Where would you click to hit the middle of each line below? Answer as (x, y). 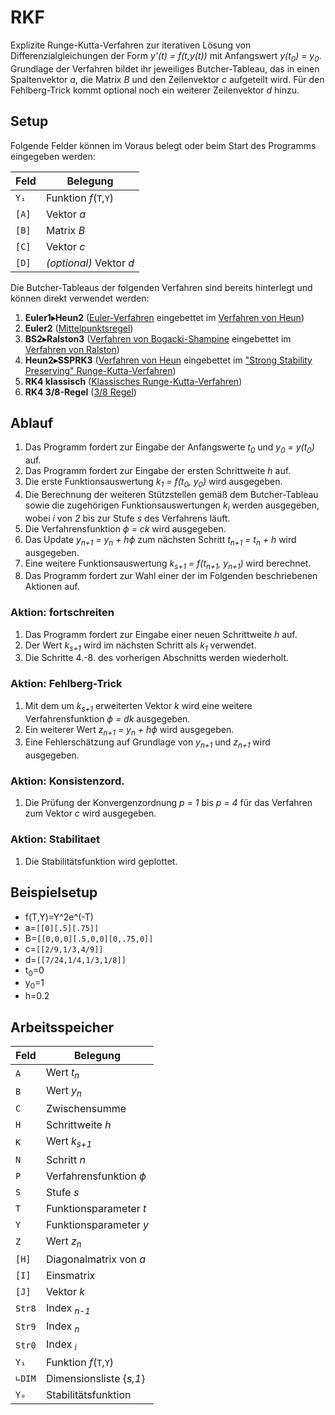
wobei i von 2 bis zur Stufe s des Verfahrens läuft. (127, 518)
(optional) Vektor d (90, 263)
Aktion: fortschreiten (62, 613)
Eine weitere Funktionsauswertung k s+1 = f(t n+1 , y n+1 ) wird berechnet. (168, 564)
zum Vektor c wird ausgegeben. (90, 813)
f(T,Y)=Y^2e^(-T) (59, 917)
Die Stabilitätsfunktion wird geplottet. (101, 861)
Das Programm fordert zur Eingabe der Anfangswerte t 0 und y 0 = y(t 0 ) (169, 448)
